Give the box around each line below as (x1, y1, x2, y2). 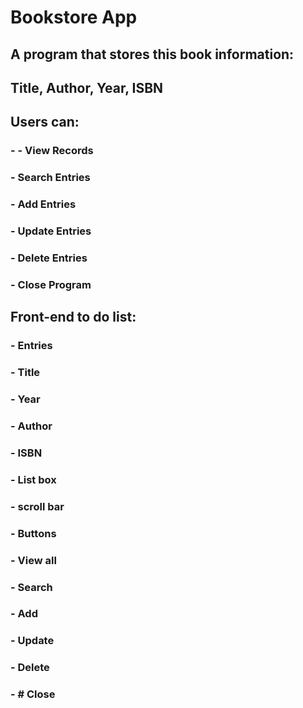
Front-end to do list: (10, 309, 137, 326)
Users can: (10, 114, 80, 131)
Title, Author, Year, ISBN (10, 79, 164, 96)
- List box (10, 472, 57, 486)
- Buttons (10, 526, 57, 540)
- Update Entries (10, 224, 92, 238)
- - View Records (10, 144, 94, 158)
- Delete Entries (10, 251, 88, 265)
